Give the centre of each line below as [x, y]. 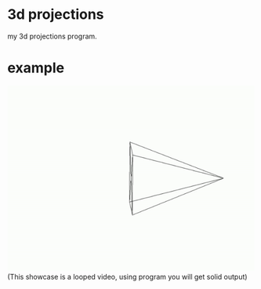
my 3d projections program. [52, 36]
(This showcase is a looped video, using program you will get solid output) [127, 276]
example [36, 68]
